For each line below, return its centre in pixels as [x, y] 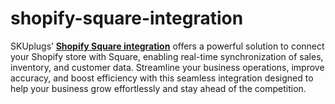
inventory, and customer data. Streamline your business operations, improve [167, 67]
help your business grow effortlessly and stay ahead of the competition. [158, 88]
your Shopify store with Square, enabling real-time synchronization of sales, [167, 56]
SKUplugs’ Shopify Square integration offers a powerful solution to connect [167, 46]
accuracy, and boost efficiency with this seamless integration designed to [162, 78]
